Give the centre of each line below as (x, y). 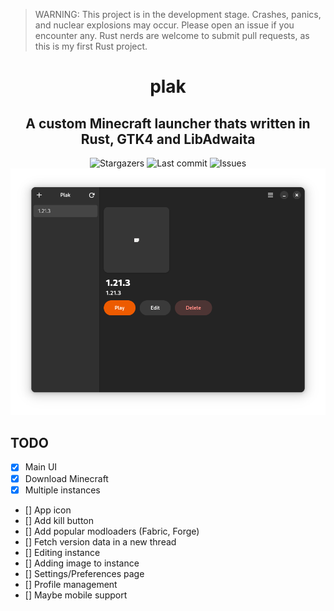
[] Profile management (71, 584)
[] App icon (48, 510)
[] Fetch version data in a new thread (100, 541)
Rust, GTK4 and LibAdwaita (168, 139)
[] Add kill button (59, 520)
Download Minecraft (66, 478)
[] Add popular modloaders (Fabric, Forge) (112, 531)
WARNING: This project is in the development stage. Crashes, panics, (178, 14)
